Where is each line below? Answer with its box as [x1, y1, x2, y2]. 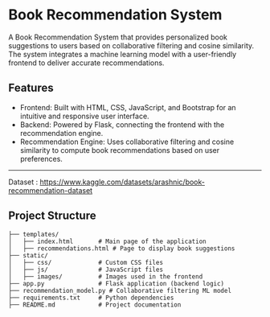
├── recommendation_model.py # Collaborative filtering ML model [8, 286, 231, 294]
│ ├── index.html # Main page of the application [8, 237, 207, 245]
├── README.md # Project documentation [8, 300, 182, 309]
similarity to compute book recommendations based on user [19, 145, 220, 154]
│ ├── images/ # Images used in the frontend [8, 272, 203, 281]
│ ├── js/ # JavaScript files [8, 266, 163, 274]
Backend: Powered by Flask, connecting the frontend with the [19, 119, 225, 130]
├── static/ [8, 251, 48, 259]
